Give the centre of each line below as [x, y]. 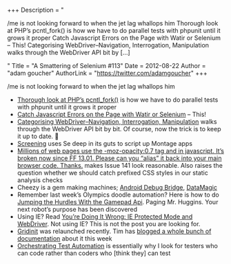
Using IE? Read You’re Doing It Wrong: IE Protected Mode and [105, 217]
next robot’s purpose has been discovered [77, 209]
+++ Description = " [36, 10]
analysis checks [40, 180]
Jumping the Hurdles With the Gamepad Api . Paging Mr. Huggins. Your [118, 202]
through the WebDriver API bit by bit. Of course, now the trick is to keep [119, 129]
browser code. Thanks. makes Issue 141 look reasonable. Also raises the [120, 165]
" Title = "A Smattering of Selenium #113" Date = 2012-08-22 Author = [107, 66]
